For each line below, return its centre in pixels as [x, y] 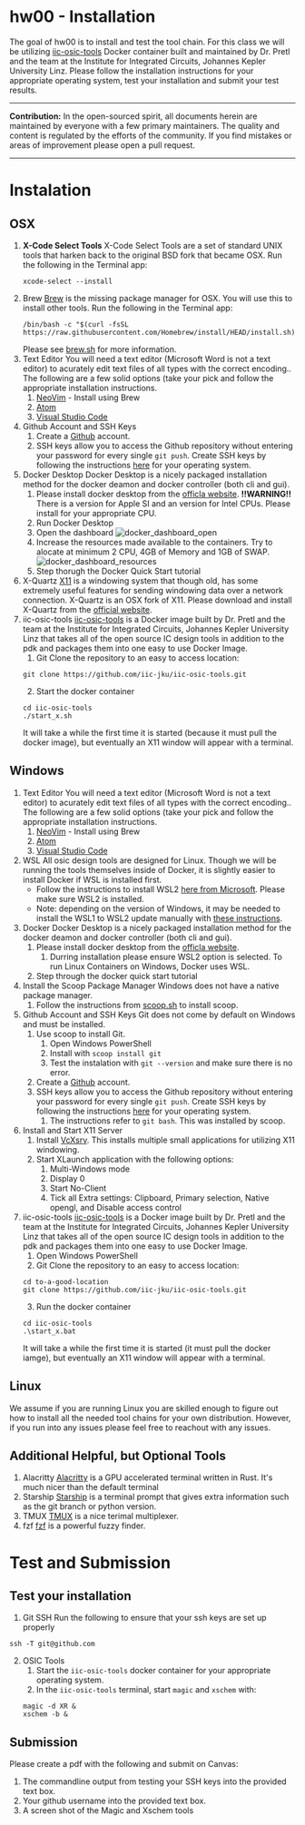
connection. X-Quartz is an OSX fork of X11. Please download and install [157, 600]
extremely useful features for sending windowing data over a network [153, 590]
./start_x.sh [47, 716]
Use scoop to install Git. [80, 1034]
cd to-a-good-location [65, 1281]
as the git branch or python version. [89, 1506]
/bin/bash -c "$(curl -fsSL [75, 324]
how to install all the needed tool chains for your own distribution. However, [150, 1418]
